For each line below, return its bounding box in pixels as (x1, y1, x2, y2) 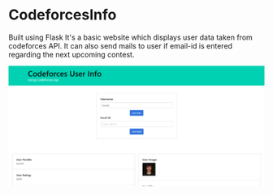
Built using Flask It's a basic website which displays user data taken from (8, 32, 253, 42)
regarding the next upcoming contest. (8, 49, 135, 59)
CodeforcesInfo (8, 6, 117, 24)
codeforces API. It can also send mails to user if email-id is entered (8, 40, 233, 50)
